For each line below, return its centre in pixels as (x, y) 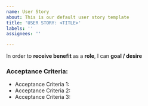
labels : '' (20, 28)
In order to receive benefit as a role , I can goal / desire (74, 56)
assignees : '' (24, 34)
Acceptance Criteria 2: (42, 91)
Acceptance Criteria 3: (42, 97)
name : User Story (28, 12)
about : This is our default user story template (68, 17)
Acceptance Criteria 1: (42, 85)
